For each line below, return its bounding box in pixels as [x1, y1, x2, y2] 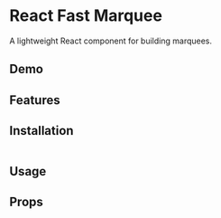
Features [9, 92, 60, 108]
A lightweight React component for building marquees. [9, 35, 213, 46]
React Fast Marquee [9, 5, 162, 26]
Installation [9, 123, 74, 138]
